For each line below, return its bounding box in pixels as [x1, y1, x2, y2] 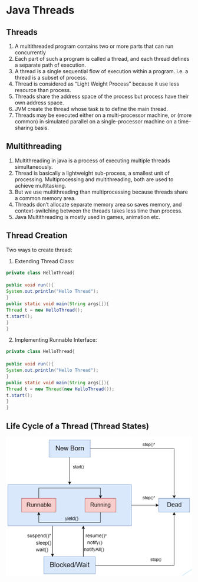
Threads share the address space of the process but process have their [14, 93, 189, 100]
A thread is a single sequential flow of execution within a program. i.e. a [14, 68, 189, 74]
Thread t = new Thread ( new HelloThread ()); [6, 386, 115, 392]
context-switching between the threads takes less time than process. [14, 207, 183, 214]
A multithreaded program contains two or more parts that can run [14, 42, 174, 50]
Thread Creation [6, 231, 68, 241]
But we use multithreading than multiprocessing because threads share [14, 188, 189, 195]
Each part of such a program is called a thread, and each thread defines [14, 55, 190, 62]
